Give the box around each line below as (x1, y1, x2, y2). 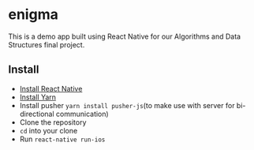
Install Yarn (19, 92, 57, 102)
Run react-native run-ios (19, 134, 106, 144)
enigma (8, 6, 59, 24)
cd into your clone (19, 126, 78, 135)
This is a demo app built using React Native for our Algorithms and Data (8, 32, 241, 41)
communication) (55, 109, 109, 118)
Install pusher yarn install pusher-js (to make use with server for (19, 100, 235, 110)
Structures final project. (8, 39, 85, 49)
